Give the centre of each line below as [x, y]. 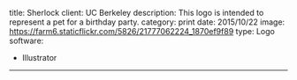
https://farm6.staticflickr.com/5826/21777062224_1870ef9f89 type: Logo [142, 31]
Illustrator [39, 58]
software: [27, 40]
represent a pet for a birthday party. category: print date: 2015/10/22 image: [147, 22]
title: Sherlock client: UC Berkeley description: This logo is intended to [137, 13]
